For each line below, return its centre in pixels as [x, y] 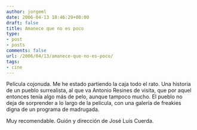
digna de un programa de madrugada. [53, 109]
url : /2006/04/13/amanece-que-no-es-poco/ [60, 56]
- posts [16, 45]
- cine [14, 67]
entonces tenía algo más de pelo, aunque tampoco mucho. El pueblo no [95, 97]
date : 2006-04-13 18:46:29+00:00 [48, 17]
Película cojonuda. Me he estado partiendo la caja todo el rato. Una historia [98, 84]
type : [13, 34]
